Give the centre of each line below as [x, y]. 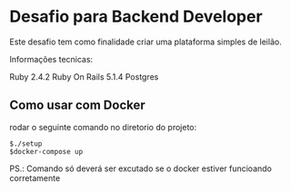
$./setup [26, 143]
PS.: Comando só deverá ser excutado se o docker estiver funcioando [141, 168]
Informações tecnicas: [51, 59]
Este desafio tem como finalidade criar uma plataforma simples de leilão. [145, 42]
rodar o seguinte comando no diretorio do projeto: [103, 127]
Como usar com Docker [77, 105]
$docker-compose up [46, 151]
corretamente [35, 177]
